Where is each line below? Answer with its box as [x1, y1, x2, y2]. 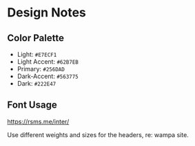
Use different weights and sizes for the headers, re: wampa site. [7, 130, 189, 138]
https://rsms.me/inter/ [7, 117, 70, 125]
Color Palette [7, 32, 64, 44]
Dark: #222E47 [17, 80, 57, 87]
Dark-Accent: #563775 [17, 72, 79, 80]
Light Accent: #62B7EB [17, 58, 79, 66]
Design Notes [7, 5, 86, 21]
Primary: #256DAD [17, 65, 65, 73]
